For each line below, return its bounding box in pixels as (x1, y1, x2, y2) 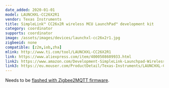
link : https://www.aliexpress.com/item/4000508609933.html (5, 54, 132, 59)
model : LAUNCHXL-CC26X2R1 (5, 12, 59, 17)
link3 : (5, 63, 19, 68)
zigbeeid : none (5, 40, 37, 45)
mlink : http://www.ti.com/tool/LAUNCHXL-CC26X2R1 (5, 49, 112, 54)
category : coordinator (5, 26, 53, 31)
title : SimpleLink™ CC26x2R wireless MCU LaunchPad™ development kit (5, 21, 154, 27)
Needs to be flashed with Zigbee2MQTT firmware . (5, 77, 110, 83)
